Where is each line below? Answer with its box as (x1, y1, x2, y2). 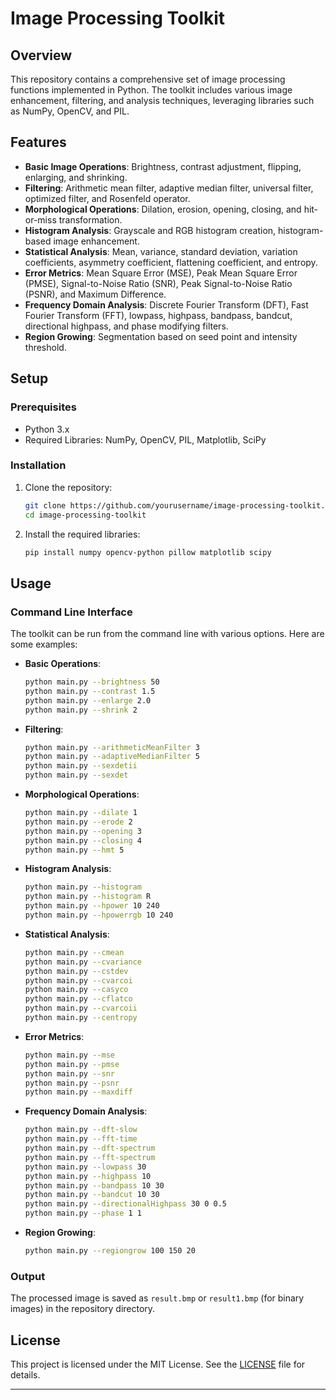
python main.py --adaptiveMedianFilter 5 (24, 752, 201, 762)
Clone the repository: (24, 481, 113, 493)
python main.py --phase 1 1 (24, 1208, 142, 1219)
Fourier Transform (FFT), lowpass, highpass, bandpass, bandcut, (24, 309, 293, 321)
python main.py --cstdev (24, 966, 129, 976)
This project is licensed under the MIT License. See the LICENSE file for (10, 1358, 306, 1371)
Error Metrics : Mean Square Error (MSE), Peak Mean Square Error (24, 267, 298, 279)
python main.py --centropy (24, 1013, 138, 1023)
